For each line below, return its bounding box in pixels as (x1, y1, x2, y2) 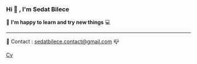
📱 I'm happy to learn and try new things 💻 (6, 19, 111, 26)
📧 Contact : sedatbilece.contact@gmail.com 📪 (6, 38, 119, 45)
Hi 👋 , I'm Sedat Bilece (6, 5, 69, 13)
